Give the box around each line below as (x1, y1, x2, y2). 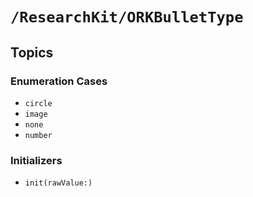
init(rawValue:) (24, 178, 93, 188)
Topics (10, 44, 54, 61)
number (24, 130, 53, 140)
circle (24, 98, 53, 108)
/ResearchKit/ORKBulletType (10, 8, 244, 27)
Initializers (10, 153, 63, 167)
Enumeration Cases (10, 74, 108, 88)
